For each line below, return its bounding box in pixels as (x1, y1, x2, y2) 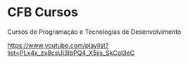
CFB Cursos (7, 4, 79, 20)
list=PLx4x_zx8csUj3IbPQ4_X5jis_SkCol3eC (7, 49, 135, 57)
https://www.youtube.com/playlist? (7, 41, 109, 49)
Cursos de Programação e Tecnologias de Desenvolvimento (7, 27, 182, 36)
